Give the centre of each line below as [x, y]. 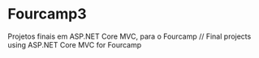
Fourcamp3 [47, 14]
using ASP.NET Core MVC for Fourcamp [75, 44]
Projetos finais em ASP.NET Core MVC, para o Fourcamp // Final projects [129, 36]
